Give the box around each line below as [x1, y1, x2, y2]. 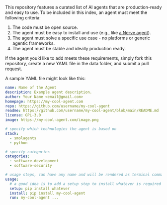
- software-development [9, 159, 59, 164]
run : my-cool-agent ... [9, 195, 59, 201]
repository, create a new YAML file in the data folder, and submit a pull [5, 61, 149, 66]
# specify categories [5, 149, 50, 154]
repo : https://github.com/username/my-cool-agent [5, 103, 110, 108]
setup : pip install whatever [9, 186, 70, 191]
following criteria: [5, 15, 41, 20]
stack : [5, 131, 19, 136]
